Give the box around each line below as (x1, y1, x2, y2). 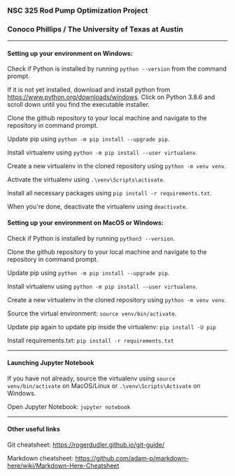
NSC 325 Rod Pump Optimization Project (7, 6, 148, 15)
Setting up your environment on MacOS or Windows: (7, 218, 164, 227)
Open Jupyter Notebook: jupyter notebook (7, 402, 131, 410)
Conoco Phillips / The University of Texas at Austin (7, 24, 183, 34)
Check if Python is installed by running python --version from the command (7, 65, 227, 73)
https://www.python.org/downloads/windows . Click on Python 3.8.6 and (7, 93, 215, 101)
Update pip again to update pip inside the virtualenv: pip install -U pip (7, 322, 217, 331)
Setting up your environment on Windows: (7, 49, 133, 57)
